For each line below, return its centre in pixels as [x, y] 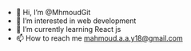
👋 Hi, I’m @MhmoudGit [53, 12]
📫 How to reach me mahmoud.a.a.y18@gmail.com [99, 38]
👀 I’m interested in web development [76, 21]
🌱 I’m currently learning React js [68, 29]
